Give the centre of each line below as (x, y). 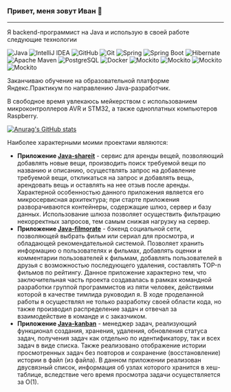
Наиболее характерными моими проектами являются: (88, 143)
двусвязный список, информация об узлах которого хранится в (111, 367)
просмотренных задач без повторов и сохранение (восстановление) (119, 353)
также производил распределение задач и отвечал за (97, 309)
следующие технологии (42, 40)
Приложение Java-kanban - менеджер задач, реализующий (107, 324)
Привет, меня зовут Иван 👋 (55, 11)
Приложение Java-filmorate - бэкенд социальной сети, (99, 229)
